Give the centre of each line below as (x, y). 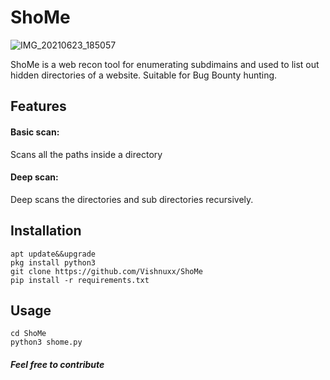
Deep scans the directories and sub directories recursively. (132, 199)
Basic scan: (35, 132)
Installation (46, 231)
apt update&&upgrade (53, 254)
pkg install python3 (53, 262)
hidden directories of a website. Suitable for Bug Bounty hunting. (144, 75)
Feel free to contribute (57, 364)
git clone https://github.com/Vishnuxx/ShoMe (106, 271)
